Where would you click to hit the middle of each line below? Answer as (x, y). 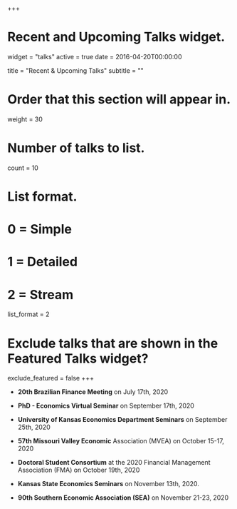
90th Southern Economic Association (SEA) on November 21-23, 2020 (123, 498)
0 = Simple (40, 230)
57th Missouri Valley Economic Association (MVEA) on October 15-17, (121, 441)
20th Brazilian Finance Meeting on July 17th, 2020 (93, 392)
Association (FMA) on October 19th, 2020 (79, 470)
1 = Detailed (43, 262)
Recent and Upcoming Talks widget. (116, 37)
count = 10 (23, 168)
